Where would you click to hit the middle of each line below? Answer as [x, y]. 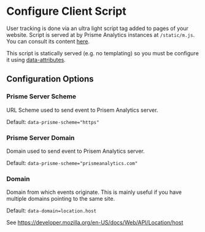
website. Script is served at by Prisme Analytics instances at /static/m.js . [101, 34]
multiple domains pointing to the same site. [61, 199]
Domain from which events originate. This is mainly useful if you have [94, 192]
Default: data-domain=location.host [52, 211]
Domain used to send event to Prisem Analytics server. [76, 151]
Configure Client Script [67, 11]
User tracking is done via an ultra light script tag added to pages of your [98, 28]
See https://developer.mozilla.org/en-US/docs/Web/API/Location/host [95, 223]
